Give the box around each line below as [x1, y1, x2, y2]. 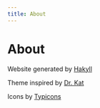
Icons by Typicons [7, 92, 61, 100]
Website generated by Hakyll [7, 65, 93, 73]
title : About [7, 10, 46, 18]
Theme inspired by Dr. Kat [7, 78, 84, 87]
